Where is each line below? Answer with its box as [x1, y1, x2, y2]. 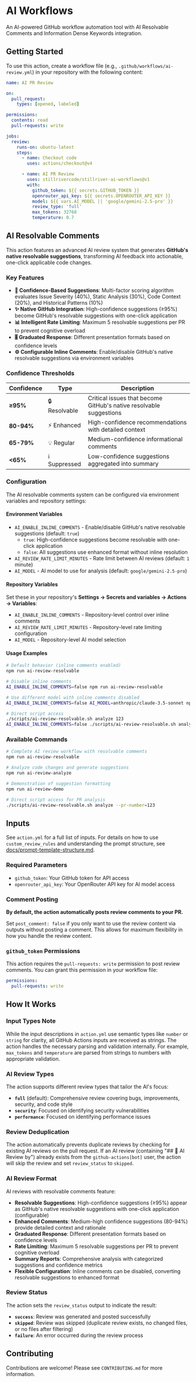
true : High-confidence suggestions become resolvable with [23, 536, 167, 543]
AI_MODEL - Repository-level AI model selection [14, 636, 127, 643]
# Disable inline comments [6, 678, 72, 685]
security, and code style [14, 1100, 73, 1108]
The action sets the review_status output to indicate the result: [6, 1302, 157, 1309]
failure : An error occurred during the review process [14, 1332, 143, 1339]
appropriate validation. [6, 1055, 60, 1062]
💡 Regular [47, 439, 75, 447]
